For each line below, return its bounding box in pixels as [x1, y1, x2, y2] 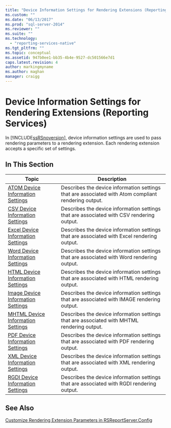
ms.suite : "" [5, 31, 33, 36]
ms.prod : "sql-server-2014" [5, 21, 65, 27]
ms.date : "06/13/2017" [5, 17, 53, 22]
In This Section [5, 160, 54, 169]
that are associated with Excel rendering [61, 232, 157, 240]
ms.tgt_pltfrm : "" [5, 45, 44, 51]
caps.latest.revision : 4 [5, 60, 58, 65]
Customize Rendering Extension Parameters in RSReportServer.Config [5, 417, 153, 423]
